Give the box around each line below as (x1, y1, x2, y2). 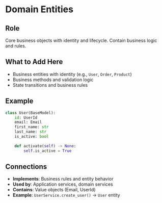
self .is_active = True (23, 148, 72, 154)
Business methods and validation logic (12, 77, 94, 83)
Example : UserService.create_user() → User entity (12, 192, 121, 198)
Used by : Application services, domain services (12, 181, 113, 187)
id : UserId (14, 115, 38, 120)
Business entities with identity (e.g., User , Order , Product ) (12, 71, 132, 77)
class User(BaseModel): (5, 110, 56, 115)
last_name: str (14, 129, 47, 135)
